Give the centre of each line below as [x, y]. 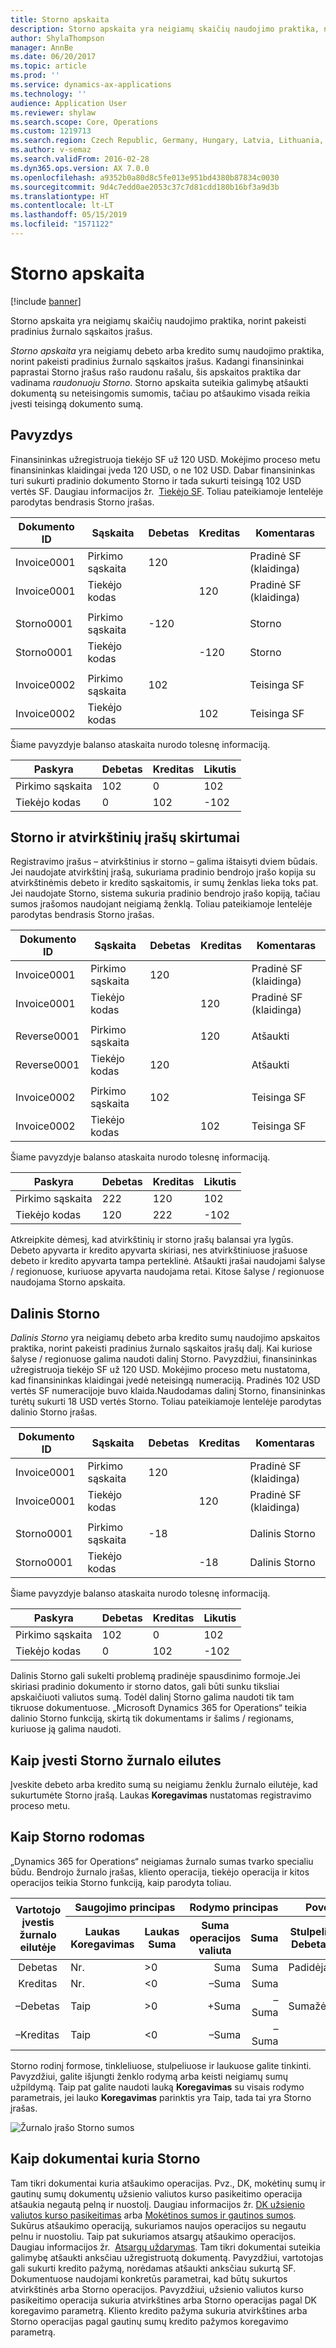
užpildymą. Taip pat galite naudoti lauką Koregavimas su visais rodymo [157, 2087]
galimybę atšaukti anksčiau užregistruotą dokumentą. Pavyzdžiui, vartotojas [167, 2257]
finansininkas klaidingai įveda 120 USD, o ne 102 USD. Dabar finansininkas [163, 470]
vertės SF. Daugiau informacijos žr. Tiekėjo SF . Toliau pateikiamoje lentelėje [167, 491]
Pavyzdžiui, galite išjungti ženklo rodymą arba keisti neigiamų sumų [149, 2076]
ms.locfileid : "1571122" [62, 224]
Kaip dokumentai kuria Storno [105, 2159]
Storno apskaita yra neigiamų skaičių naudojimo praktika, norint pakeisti [158, 320]
